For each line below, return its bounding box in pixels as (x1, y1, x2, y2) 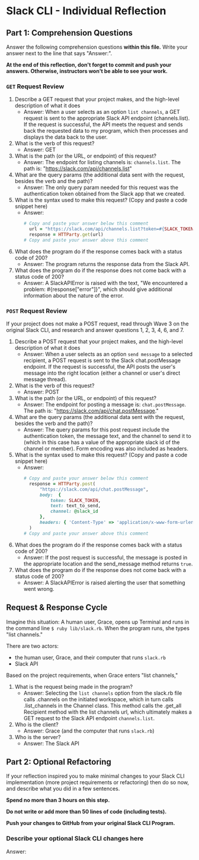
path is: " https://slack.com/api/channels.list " (23, 165, 132, 172)
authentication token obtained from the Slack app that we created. (23, 190, 185, 197)
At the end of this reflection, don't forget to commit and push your (6, 61, 172, 68)
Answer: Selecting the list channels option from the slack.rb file (23, 689, 182, 696)
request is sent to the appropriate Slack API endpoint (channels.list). (23, 114, 190, 122)
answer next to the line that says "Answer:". (6, 50, 113, 57)
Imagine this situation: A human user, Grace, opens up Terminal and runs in (6, 618, 190, 625)
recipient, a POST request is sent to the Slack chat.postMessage (23, 357, 181, 364)
